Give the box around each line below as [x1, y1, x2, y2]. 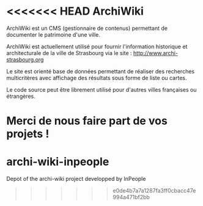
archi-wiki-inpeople [6, 155, 109, 169]
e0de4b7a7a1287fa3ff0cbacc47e [113, 187, 196, 194]
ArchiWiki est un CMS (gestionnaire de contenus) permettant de [6, 24, 168, 32]
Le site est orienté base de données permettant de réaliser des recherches [6, 67, 194, 75]
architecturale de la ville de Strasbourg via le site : [6, 49, 133, 56]
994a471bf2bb [113, 194, 150, 201]
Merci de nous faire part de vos [6, 114, 168, 128]
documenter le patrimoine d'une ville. [6, 31, 101, 38]
